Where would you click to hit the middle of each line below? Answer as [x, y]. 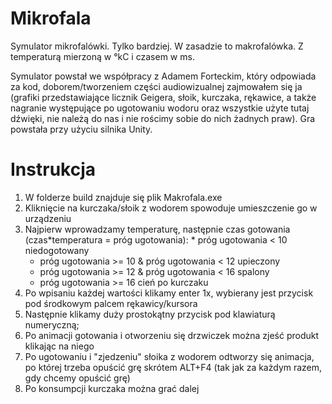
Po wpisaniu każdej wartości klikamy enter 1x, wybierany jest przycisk [169, 293]
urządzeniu [48, 218]
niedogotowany [57, 250]
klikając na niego [59, 346]
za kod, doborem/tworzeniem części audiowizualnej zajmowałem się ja [156, 86]
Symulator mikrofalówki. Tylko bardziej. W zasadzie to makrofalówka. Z [157, 46]
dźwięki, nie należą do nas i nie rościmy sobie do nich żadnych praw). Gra [163, 118]
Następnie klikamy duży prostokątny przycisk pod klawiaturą [150, 314]
